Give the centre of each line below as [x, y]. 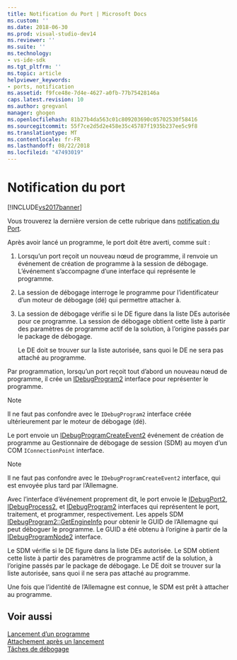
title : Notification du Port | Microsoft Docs [77, 14]
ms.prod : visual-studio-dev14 [52, 34]
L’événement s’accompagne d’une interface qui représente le [106, 271]
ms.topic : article [34, 73]
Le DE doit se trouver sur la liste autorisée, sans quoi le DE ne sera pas [121, 350]
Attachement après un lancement [56, 641]
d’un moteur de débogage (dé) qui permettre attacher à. [99, 299]
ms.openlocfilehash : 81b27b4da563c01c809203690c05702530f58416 [103, 119]
